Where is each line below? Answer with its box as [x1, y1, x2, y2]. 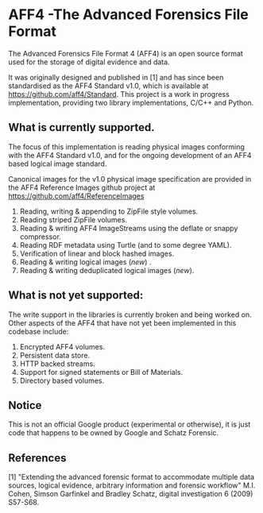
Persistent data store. [19, 350, 91, 360]
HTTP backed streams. [19, 359, 95, 368]
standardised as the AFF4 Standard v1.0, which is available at [8, 81, 209, 91]
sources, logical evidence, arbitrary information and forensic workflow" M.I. [8, 480, 256, 490]
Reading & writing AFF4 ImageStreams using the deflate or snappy [19, 223, 238, 233]
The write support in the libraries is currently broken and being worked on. [8, 310, 252, 319]
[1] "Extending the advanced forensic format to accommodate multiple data [8, 472, 255, 482]
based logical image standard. [8, 159, 107, 168]
